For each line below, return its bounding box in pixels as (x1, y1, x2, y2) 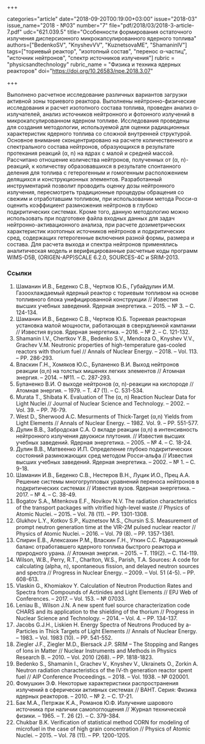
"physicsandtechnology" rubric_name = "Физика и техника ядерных (7, 61, 181, 68)
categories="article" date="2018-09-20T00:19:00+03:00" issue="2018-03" (7, 15, 198, 22)
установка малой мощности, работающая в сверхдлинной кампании (15, 322, 196, 329)
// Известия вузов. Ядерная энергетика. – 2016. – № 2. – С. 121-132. (15, 328, 190, 336)
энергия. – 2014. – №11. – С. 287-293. (15, 374, 112, 381)
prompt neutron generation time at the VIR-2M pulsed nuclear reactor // (15, 524, 196, 531)
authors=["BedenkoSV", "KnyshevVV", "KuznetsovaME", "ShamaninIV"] (7, 41, 187, 48)
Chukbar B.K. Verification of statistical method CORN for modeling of (15, 719, 190, 726)
